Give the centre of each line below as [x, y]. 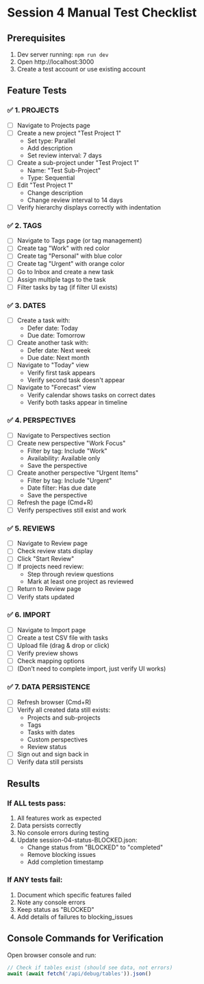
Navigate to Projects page [54, 125]
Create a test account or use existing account [81, 69]
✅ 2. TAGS [25, 225]
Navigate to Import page [51, 629]
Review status [47, 746]
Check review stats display [55, 551]
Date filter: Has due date [62, 488]
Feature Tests [37, 91]
